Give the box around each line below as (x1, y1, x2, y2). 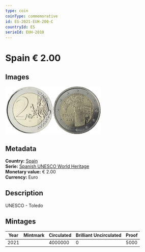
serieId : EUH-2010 (5, 30, 44, 35)
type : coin (5, 8, 28, 13)
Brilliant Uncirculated (75, 232, 122, 238)
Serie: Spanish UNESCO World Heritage (5, 163, 90, 169)
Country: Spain (5, 158, 38, 164)
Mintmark (23, 232, 45, 238)
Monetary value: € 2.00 (5, 168, 56, 174)
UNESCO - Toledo (5, 202, 43, 209)
